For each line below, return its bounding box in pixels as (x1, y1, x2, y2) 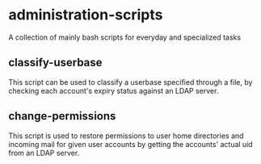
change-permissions (8, 109, 116, 123)
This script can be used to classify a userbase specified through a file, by (8, 77, 253, 86)
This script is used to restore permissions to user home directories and (8, 131, 244, 141)
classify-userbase (8, 56, 103, 69)
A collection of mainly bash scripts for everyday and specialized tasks (8, 32, 241, 42)
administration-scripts (8, 6, 163, 24)
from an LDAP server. (8, 148, 80, 158)
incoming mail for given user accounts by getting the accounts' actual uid (8, 139, 253, 149)
